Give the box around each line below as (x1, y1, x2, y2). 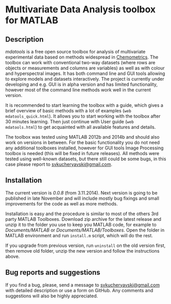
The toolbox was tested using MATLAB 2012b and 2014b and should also (5, 134, 160, 140)
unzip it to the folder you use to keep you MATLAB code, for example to (5, 221, 157, 227)
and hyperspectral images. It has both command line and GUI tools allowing (5, 70, 165, 77)
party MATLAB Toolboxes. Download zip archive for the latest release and (5, 216, 162, 222)
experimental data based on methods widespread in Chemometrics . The (5, 54, 159, 60)
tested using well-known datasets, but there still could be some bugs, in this (5, 156, 166, 162)
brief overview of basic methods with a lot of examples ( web (5, 108, 131, 113)
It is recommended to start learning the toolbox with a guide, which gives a (5, 102, 163, 108)
